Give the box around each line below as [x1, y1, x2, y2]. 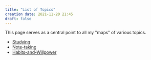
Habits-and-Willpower [12, 49, 57, 55]
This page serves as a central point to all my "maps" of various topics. [5, 30, 147, 36]
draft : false [5, 16, 32, 21]
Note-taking [12, 44, 37, 50]
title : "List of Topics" [5, 7, 56, 12]
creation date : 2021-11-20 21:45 [5, 12, 73, 17]
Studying [12, 39, 31, 45]
